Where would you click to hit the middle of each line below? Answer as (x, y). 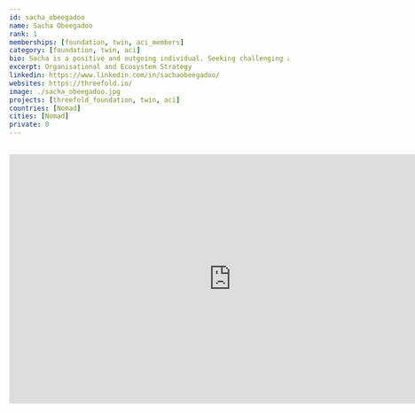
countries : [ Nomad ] (45, 108)
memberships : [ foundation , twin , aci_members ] (97, 42)
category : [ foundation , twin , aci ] (75, 51)
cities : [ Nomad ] (39, 116)
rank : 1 (23, 34)
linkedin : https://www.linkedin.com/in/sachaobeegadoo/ (114, 75)
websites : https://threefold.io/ (71, 83)
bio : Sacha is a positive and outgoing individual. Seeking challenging (146, 58)
